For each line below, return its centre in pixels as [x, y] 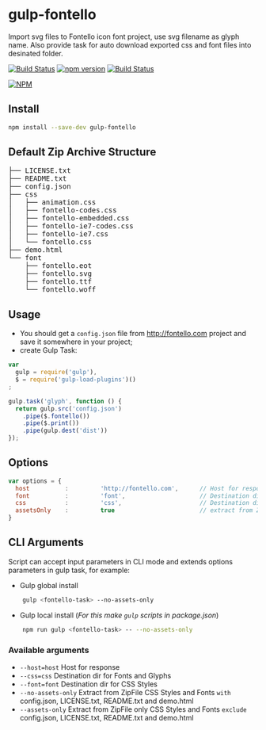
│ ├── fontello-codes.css [63, 210]
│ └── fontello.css [50, 242]
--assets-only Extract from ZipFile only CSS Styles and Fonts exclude [133, 709]
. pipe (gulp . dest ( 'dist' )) [65, 431]
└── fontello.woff [61, 290]
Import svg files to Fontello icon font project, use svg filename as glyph [124, 36]
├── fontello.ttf [59, 282]
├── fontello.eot [59, 266]
